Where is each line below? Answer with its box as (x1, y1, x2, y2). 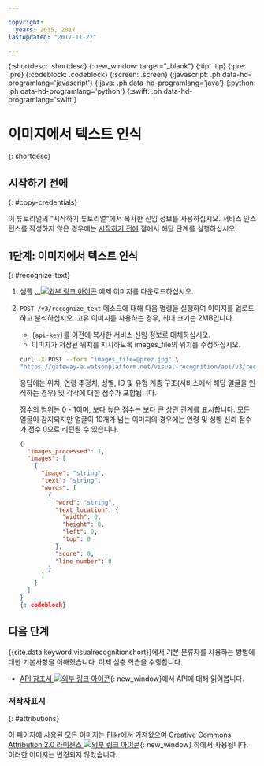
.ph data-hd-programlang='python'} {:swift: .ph (8, 87, 162, 96)
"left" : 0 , (61, 528, 99, 536)
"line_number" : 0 (54, 557, 112, 565)
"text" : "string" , (40, 477, 102, 485)
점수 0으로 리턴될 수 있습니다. (28, 424, 119, 434)
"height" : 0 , (61, 520, 105, 528)
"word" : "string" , (54, 498, 116, 506)
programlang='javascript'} (8, 78, 93, 87)
